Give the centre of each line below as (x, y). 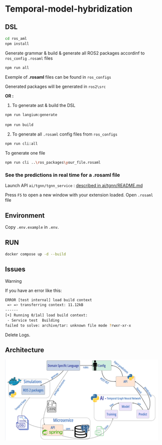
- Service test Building (33, 321)
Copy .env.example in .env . (32, 227)
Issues (15, 269)
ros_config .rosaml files (29, 58)
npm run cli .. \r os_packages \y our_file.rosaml (53, 163)
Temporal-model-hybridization (69, 9)
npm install (17, 44)
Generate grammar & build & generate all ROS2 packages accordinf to (75, 53)
